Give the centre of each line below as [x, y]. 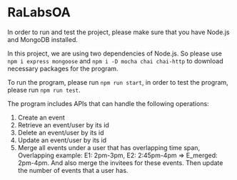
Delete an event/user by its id [61, 132]
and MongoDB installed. [43, 39]
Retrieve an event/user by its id [63, 125]
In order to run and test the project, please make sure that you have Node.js [118, 32]
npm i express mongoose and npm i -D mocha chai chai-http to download [115, 60]
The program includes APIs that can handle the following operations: [108, 103]
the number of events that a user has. [73, 170]
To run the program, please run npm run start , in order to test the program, [118, 82]
